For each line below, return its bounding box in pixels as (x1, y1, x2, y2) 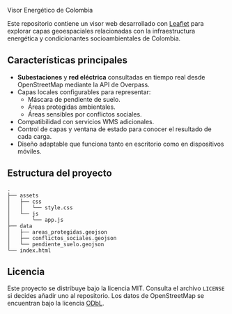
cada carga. (17, 132, 52, 140)
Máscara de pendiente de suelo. (27, 95, 121, 103)
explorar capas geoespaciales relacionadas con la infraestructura (7, 27, 196, 35)
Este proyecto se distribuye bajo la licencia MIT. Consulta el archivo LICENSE (7, 284, 225, 292)
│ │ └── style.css (7, 204, 73, 211)
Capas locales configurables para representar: (17, 87, 151, 96)
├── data (7, 223, 33, 230)
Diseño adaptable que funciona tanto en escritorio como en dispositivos (17, 140, 224, 148)
